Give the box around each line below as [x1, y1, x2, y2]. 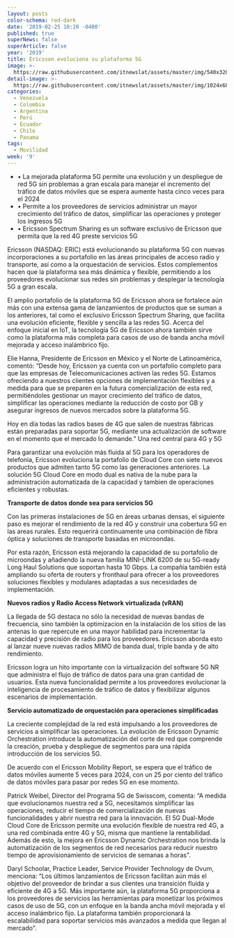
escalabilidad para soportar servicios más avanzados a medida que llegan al [7, 916, 226, 925]
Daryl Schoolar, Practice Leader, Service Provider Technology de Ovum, [7, 864, 214, 872]
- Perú [13, 114, 33, 121]
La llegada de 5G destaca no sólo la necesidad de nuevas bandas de [7, 612, 205, 621]
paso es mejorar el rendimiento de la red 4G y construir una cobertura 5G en [7, 519, 227, 528]
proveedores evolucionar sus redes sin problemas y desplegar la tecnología [7, 275, 225, 283]
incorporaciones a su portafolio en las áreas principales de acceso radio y [7, 252, 220, 261]
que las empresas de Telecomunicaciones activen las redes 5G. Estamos [7, 368, 217, 377]
